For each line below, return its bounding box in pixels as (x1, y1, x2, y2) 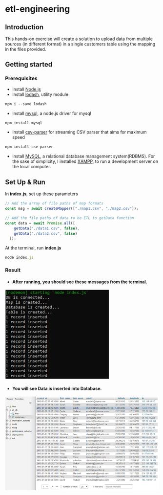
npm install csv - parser (5, 144, 54, 150)
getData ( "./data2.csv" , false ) (14, 231, 78, 236)
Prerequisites (5, 75, 38, 82)
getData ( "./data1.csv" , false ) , (14, 226, 80, 231)
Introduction (5, 23, 44, 31)
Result (5, 267, 21, 273)
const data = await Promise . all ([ (5, 221, 76, 225)
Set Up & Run (5, 178, 45, 186)
